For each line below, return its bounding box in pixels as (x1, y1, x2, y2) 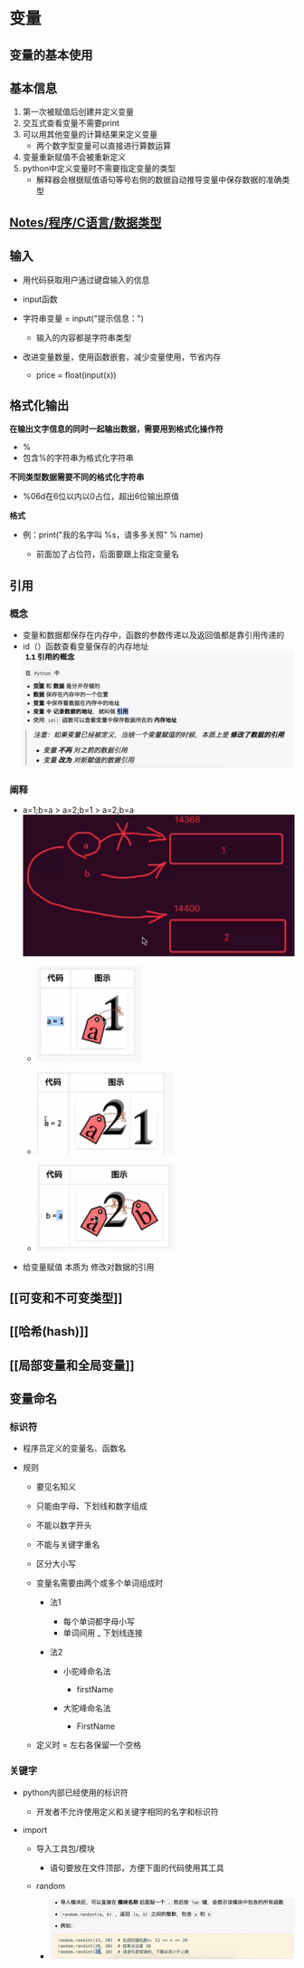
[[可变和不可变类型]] (9, 1290, 123, 1306)
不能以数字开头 (35, 1519, 92, 1531)
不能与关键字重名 (35, 1539, 100, 1550)
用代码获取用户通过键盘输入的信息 (22, 274, 150, 285)
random (35, 1880, 66, 1891)
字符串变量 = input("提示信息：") (22, 313, 145, 323)
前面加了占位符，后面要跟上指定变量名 (35, 549, 179, 560)
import (22, 1824, 48, 1835)
